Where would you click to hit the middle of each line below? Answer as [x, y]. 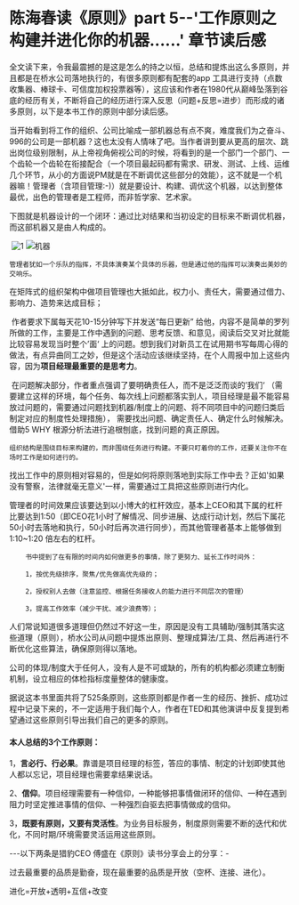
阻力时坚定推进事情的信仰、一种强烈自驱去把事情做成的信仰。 [122, 804]
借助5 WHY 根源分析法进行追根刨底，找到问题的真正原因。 [117, 429]
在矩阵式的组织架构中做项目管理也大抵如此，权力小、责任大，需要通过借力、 [149, 291]
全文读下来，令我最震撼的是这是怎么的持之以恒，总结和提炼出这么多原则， [145, 67]
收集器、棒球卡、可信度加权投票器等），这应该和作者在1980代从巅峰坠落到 [145, 89]
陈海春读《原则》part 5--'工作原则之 [143, 18]
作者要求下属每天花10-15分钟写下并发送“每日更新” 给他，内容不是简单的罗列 [150, 321]
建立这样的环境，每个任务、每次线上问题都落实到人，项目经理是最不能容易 [153, 396]
